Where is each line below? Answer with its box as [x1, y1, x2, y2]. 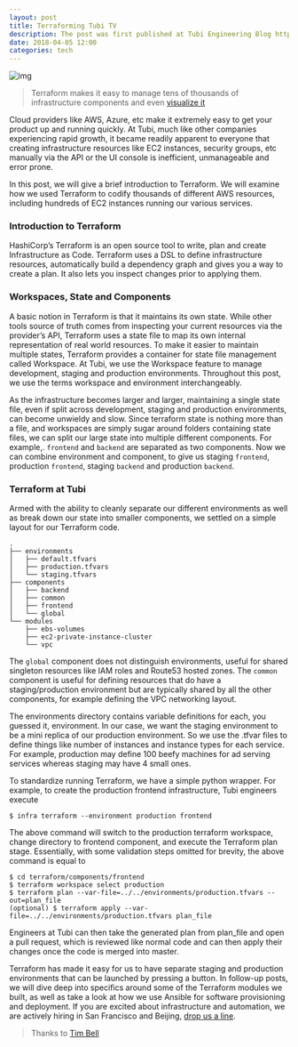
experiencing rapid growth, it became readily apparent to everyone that [9, 133, 271, 144]
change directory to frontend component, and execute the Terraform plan [9, 837, 278, 848]
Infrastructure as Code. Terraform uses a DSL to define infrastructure [9, 250, 263, 261]
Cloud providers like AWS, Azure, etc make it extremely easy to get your [9, 115, 273, 125]
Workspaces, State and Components [9, 291, 171, 303]
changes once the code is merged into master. [9, 946, 179, 957]
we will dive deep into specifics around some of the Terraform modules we [9, 982, 283, 993]
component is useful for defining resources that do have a [9, 675, 222, 686]
